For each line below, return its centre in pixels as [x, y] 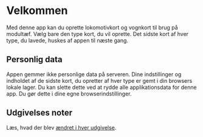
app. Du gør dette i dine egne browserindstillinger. [69, 93]
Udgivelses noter [40, 113]
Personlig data [34, 59]
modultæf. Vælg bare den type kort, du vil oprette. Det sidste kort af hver [98, 33]
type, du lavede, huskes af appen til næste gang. [67, 40]
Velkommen [37, 11]
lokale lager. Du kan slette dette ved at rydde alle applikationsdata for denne [101, 87]
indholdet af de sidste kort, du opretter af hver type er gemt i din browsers [99, 80]
